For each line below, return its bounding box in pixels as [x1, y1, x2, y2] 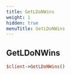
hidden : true [6, 20, 39, 26]
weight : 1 [6, 14, 31, 20]
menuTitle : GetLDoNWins [6, 25, 66, 32]
